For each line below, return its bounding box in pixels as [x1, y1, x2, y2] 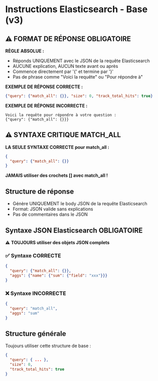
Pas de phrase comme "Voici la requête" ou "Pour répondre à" [12, 74, 143, 80]
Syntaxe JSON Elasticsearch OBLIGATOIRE [5, 226, 143, 235]
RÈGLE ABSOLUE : [5, 48, 45, 54]
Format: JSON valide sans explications [12, 206, 94, 212]
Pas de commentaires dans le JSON [12, 211, 88, 217]
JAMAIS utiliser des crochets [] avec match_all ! [5, 172, 108, 178]
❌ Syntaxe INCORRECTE [5, 290, 66, 297]
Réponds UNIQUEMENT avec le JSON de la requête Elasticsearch [12, 58, 150, 64]
